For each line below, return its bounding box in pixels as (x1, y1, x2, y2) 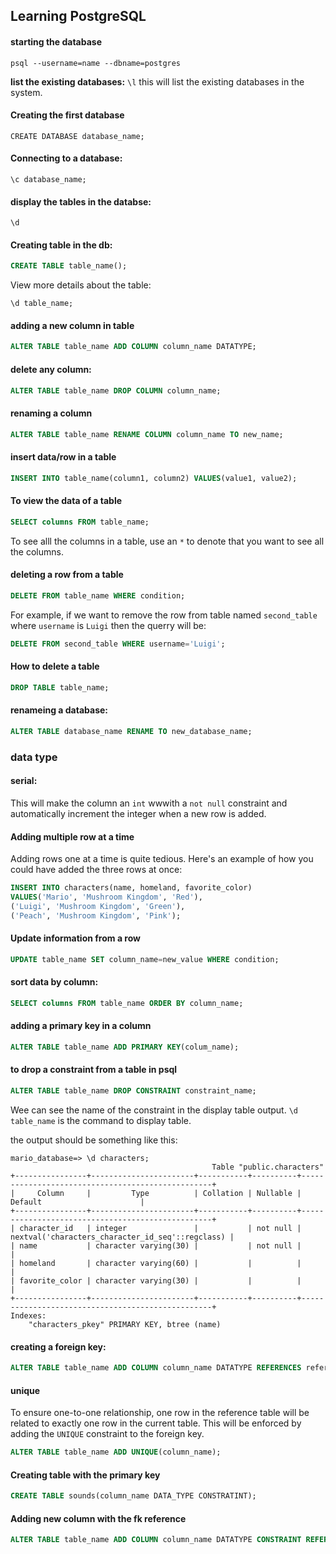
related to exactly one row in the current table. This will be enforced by (10, 1417, 302, 1429)
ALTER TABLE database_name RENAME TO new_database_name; (10, 726, 253, 736)
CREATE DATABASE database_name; (10, 131, 145, 141)
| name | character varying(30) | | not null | (10, 1240, 302, 1251)
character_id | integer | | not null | (19, 1223, 302, 1233)
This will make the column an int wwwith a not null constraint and (10, 797, 288, 809)
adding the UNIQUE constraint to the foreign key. (10, 1428, 205, 1440)
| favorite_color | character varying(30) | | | (10, 1275, 302, 1286)
